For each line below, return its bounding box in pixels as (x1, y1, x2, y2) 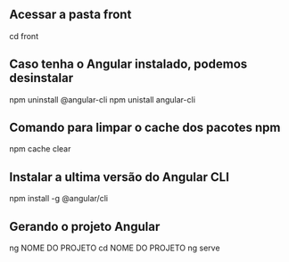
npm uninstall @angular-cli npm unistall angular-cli (9, 94, 196, 105)
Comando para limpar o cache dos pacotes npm (9, 120, 281, 135)
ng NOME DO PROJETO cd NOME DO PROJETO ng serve (9, 242, 220, 253)
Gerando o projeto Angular (9, 218, 161, 234)
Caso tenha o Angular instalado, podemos (9, 57, 248, 72)
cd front (9, 30, 38, 41)
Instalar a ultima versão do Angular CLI (9, 169, 230, 184)
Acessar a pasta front (9, 7, 132, 22)
